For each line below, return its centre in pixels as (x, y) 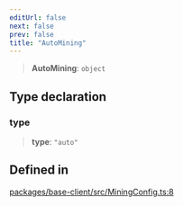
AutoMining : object (69, 68)
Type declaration (58, 97)
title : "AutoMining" (48, 43)
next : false (32, 26)
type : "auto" (55, 141)
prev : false (32, 34)
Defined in (39, 170)
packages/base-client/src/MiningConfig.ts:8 (91, 192)
